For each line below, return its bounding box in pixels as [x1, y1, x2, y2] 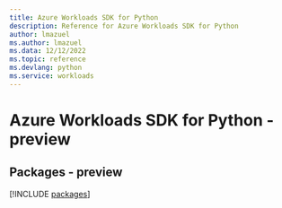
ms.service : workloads [9, 72, 94, 81]
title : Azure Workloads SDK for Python [9, 13, 159, 22]
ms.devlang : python [9, 64, 83, 73]
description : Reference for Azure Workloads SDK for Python [9, 22, 240, 30]
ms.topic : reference [9, 55, 87, 64]
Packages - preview [9, 165, 123, 180]
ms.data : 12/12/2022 [9, 47, 87, 56]
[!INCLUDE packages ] [9, 188, 91, 199]
